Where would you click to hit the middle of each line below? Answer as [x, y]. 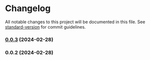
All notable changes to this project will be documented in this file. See [75, 22]
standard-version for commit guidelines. [45, 27]
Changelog [28, 8]
